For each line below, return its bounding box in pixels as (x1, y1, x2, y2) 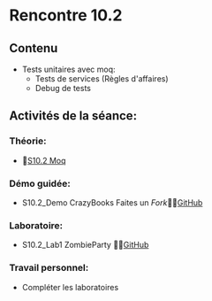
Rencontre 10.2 (9, 5, 123, 26)
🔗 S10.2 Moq (21, 155, 66, 166)
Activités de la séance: (9, 108, 138, 124)
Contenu (9, 41, 58, 56)
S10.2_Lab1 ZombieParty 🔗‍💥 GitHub (21, 240, 149, 251)
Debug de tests (34, 83, 91, 93)
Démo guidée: (9, 177, 71, 189)
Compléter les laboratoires (21, 282, 119, 292)
